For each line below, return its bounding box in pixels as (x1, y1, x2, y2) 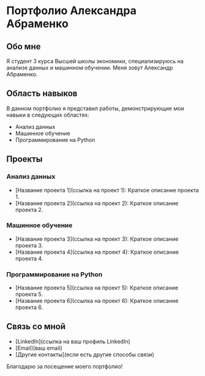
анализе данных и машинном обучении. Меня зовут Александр (6, 64, 173, 71)
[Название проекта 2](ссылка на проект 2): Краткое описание (15, 199, 179, 206)
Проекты (6, 154, 43, 165)
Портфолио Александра (6, 4, 136, 18)
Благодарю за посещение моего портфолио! (6, 362, 123, 370)
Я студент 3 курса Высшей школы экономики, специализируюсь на (6, 58, 184, 65)
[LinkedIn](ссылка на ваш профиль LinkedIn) (15, 337, 130, 345)
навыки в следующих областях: (6, 111, 90, 119)
